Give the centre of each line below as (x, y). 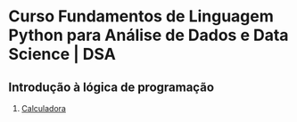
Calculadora (43, 108)
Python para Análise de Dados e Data (148, 35)
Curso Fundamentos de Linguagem (141, 16)
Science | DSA (62, 54)
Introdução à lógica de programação (111, 87)
